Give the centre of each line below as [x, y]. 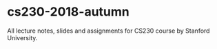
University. [22, 37]
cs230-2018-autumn [68, 12]
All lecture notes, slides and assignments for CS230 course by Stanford [108, 31]
